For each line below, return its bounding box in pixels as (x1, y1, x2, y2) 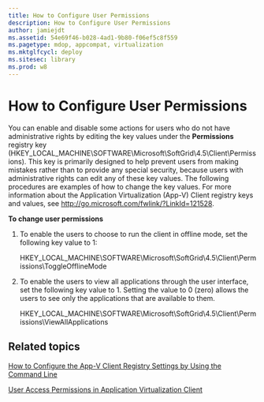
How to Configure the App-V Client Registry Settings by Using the (8, 361, 222, 370)
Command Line (8, 369, 58, 379)
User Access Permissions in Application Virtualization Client (8, 385, 203, 394)
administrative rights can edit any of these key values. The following (8, 173, 229, 182)
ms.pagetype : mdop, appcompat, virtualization (8, 41, 164, 49)
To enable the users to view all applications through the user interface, (19, 276, 249, 286)
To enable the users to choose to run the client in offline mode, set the (19, 229, 248, 239)
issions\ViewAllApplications (19, 317, 109, 326)
